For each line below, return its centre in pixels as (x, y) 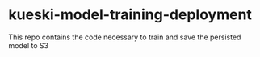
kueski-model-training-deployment (130, 15)
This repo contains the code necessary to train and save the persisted (125, 37)
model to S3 (29, 45)
